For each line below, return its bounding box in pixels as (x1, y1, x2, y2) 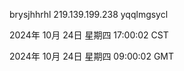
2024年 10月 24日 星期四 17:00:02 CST (9, 29, 169, 41)
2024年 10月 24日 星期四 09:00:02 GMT (9, 50, 175, 62)
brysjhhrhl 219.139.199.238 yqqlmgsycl (9, 9, 169, 20)
